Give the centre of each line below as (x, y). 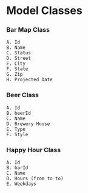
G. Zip (15, 75)
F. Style (17, 134)
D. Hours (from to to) (35, 179)
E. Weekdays (21, 184)
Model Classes (45, 11)
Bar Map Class (28, 30)
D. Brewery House (28, 124)
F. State (17, 69)
